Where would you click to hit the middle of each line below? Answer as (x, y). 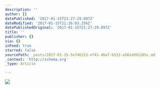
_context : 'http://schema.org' (37, 59)
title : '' (15, 32)
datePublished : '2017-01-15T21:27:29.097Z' (50, 18)
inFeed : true (18, 46)
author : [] (16, 14)
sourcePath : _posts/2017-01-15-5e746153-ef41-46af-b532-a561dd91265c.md (80, 55)
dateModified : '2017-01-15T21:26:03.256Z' (49, 23)
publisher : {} (19, 37)
